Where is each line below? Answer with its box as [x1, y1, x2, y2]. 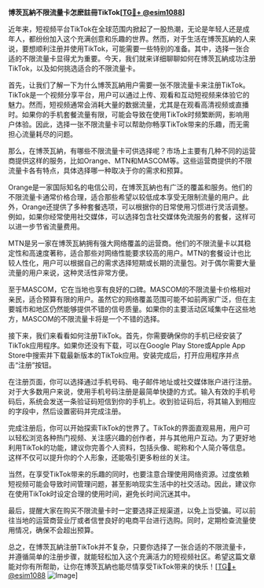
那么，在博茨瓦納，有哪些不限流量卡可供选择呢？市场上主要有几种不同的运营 [8, 146, 256, 156]
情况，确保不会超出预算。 [14, 526, 98, 535]
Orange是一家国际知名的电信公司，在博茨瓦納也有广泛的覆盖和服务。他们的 [8, 182, 253, 192]
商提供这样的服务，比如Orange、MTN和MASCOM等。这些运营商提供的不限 [8, 156, 252, 165]
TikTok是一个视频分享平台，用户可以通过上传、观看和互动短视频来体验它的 [8, 90, 250, 99]
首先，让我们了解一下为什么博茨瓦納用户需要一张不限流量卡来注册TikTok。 [8, 80, 250, 90]
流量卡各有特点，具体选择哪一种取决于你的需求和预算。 [8, 166, 187, 175]
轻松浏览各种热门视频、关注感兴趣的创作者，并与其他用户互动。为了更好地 [14, 433, 256, 443]
